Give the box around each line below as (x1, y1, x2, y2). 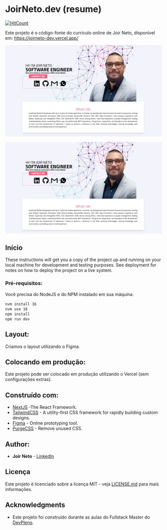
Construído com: (5, 391, 59, 399)
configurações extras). (5, 376, 52, 382)
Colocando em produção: (5, 357, 86, 366)
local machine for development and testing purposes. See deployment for (5, 262, 157, 268)
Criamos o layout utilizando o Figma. (5, 343, 80, 349)
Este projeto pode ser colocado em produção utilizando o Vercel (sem (5, 371, 149, 377)
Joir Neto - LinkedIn (12, 453, 54, 459)
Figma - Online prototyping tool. (12, 420, 78, 426)
